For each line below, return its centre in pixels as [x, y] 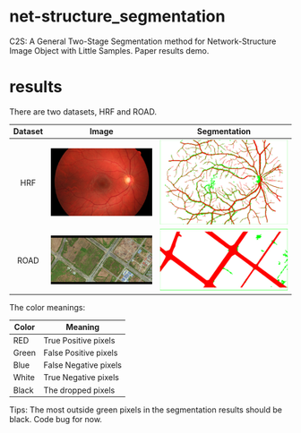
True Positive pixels [79, 340]
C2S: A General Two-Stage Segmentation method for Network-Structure [143, 41]
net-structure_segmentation [117, 17]
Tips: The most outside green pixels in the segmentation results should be [146, 410]
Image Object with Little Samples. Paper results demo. [109, 50]
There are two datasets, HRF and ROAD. [83, 111]
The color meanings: [47, 307]
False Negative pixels [83, 365]
